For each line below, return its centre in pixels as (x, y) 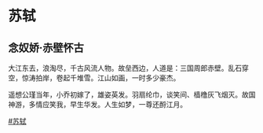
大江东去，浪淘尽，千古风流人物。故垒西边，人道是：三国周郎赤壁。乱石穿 (128, 68)
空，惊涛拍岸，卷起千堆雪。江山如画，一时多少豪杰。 (94, 78)
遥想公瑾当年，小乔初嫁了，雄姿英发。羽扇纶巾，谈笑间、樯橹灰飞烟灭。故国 (132, 94)
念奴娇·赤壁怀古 (46, 48)
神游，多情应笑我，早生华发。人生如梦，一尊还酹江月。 (97, 104)
